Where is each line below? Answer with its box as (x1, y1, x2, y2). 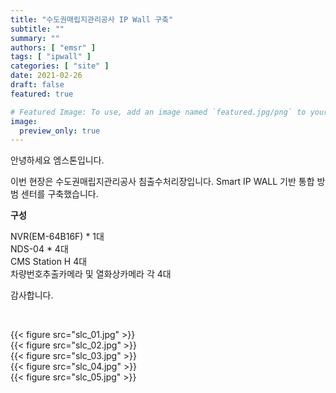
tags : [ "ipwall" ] (10, 52, 92, 62)
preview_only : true (19, 126, 101, 136)
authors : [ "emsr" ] (10, 42, 97, 53)
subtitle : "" (10, 24, 65, 34)
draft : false (10, 80, 65, 90)
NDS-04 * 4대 (10, 243, 69, 255)
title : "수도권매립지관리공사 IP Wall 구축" (10, 14, 174, 25)
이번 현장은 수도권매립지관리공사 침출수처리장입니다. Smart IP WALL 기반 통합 (10, 176, 315, 188)
